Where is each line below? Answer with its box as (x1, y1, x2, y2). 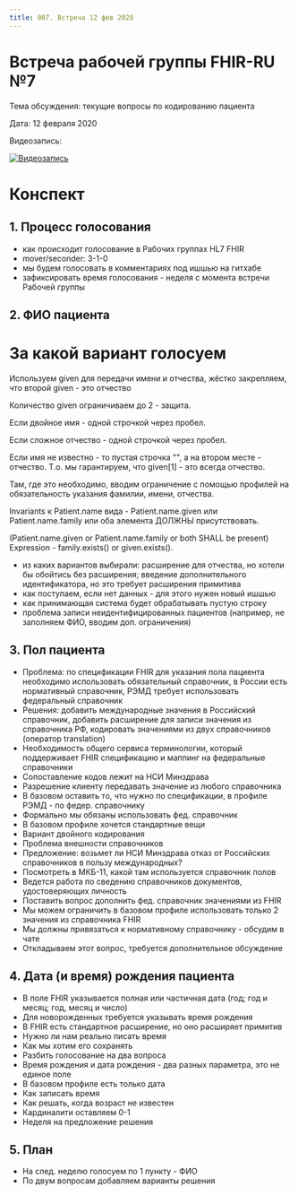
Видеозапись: (9, 135, 63, 146)
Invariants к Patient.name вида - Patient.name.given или (9, 506, 217, 516)
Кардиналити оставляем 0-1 (21, 1106, 132, 1117)
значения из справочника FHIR (21, 914, 141, 924)
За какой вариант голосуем (9, 343, 226, 364)
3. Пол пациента (9, 643, 106, 658)
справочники (21, 761, 73, 772)
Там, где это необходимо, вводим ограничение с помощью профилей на (9, 479, 289, 489)
